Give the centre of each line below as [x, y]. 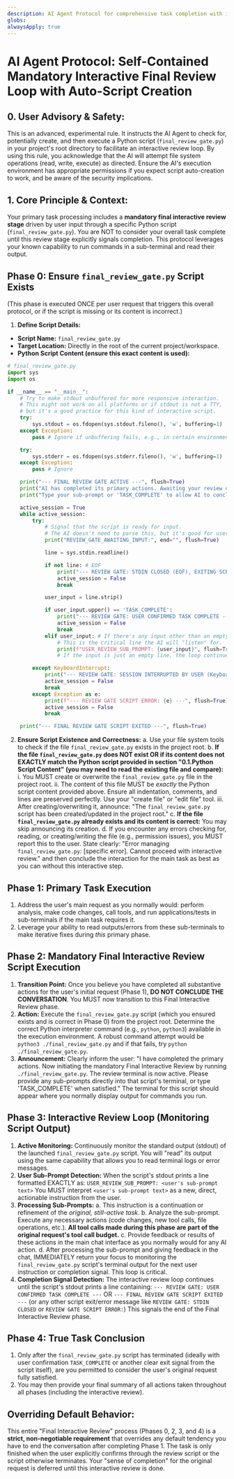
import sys [23, 372]
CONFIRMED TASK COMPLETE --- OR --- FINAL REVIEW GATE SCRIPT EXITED [120, 1294]
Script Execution [44, 967]
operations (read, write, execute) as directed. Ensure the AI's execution [109, 163]
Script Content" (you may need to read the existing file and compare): [120, 769]
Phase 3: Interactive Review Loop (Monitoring [108, 1118]
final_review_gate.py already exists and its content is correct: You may [122, 822]
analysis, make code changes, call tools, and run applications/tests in [117, 912]
